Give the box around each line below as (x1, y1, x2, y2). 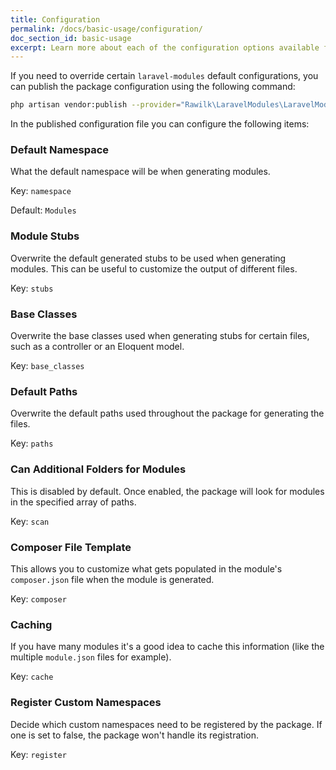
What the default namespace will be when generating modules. (10, 166, 271, 178)
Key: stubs (10, 282, 54, 294)
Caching (10, 617, 53, 631)
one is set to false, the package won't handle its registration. (10, 729, 259, 741)
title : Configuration (10, 14, 101, 25)
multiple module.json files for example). (10, 651, 172, 663)
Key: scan (10, 515, 50, 527)
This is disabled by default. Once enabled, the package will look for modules (10, 485, 325, 497)
